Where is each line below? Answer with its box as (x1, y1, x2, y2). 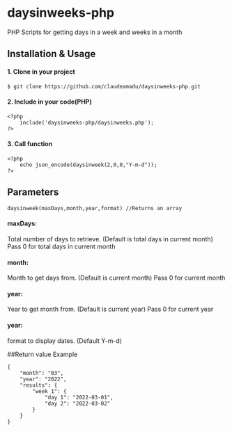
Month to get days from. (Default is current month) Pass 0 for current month (7, 273, 226, 282)
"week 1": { (32, 387, 68, 394)
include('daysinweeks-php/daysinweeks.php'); (20, 119, 155, 126)
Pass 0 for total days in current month (7, 242, 116, 250)
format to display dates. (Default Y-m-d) (7, 336, 123, 345)
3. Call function (7, 140, 53, 148)
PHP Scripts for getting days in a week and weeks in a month (7, 28, 183, 36)
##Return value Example (7, 350, 78, 358)
